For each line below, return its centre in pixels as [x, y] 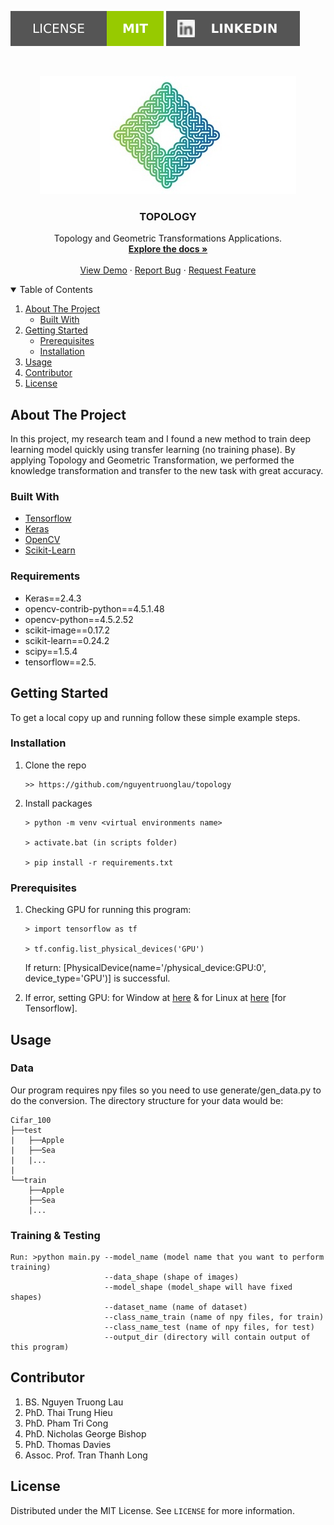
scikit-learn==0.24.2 [67, 640]
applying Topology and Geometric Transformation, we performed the [152, 460]
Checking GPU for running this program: [108, 910]
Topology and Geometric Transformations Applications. [168, 238]
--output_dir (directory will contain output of [207, 1337]
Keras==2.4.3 [53, 598]
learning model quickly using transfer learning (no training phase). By [153, 450]
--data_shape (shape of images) [172, 1277]
